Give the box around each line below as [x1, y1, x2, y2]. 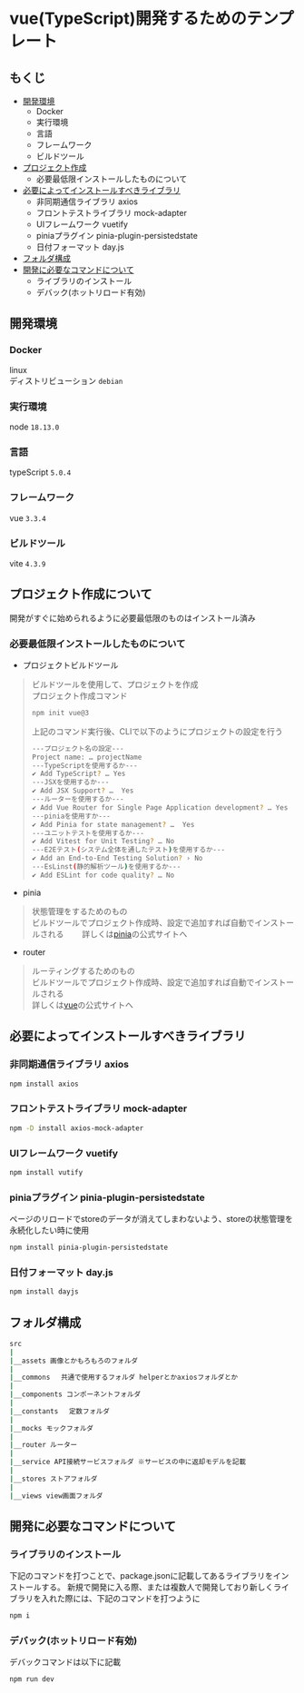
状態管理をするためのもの [31, 905, 128, 917]
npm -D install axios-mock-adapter [9, 1123, 144, 1133]
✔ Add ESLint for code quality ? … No [31, 871, 175, 880]
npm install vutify [9, 1167, 83, 1176]
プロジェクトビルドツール [22, 659, 119, 670]
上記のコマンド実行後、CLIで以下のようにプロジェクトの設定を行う [31, 725, 283, 736]
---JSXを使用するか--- [31, 778, 110, 787]
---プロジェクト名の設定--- [31, 743, 124, 753]
